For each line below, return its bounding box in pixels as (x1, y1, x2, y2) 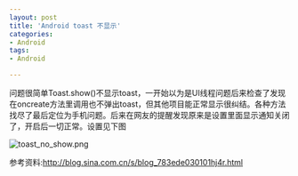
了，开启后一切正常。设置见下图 (9, 121, 126, 132)
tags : (9, 46, 29, 55)
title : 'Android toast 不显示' (9, 21, 122, 30)
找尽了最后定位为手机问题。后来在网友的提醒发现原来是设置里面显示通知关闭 (9, 110, 290, 120)
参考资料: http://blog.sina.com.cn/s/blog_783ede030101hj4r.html (9, 157, 243, 167)
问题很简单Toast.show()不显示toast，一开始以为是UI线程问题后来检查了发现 (9, 88, 286, 98)
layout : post (9, 12, 58, 22)
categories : (9, 29, 53, 38)
